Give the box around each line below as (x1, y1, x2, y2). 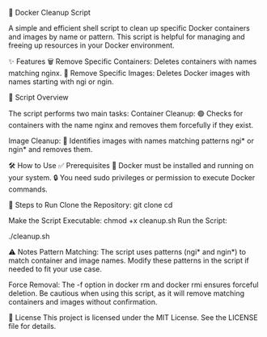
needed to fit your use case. (8, 264, 103, 274)
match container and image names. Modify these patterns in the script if (8, 255, 249, 265)
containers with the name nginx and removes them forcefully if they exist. (8, 120, 253, 129)
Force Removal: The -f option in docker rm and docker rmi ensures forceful (8, 280, 259, 289)
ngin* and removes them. (8, 145, 93, 154)
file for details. (8, 322, 57, 331)
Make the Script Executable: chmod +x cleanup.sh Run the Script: (8, 216, 228, 225)
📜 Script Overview (8, 93, 69, 102)
